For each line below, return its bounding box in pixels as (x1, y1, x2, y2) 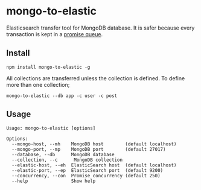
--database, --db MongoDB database (11, 151, 115, 157)
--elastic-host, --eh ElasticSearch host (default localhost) (11, 162, 177, 168)
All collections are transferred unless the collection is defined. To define (6, 74, 185, 82)
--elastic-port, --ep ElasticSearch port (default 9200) (11, 167, 164, 173)
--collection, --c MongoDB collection (11, 157, 123, 163)
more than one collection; (6, 81, 70, 88)
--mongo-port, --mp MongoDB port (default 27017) (11, 146, 166, 152)
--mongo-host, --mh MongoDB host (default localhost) (11, 141, 177, 147)
